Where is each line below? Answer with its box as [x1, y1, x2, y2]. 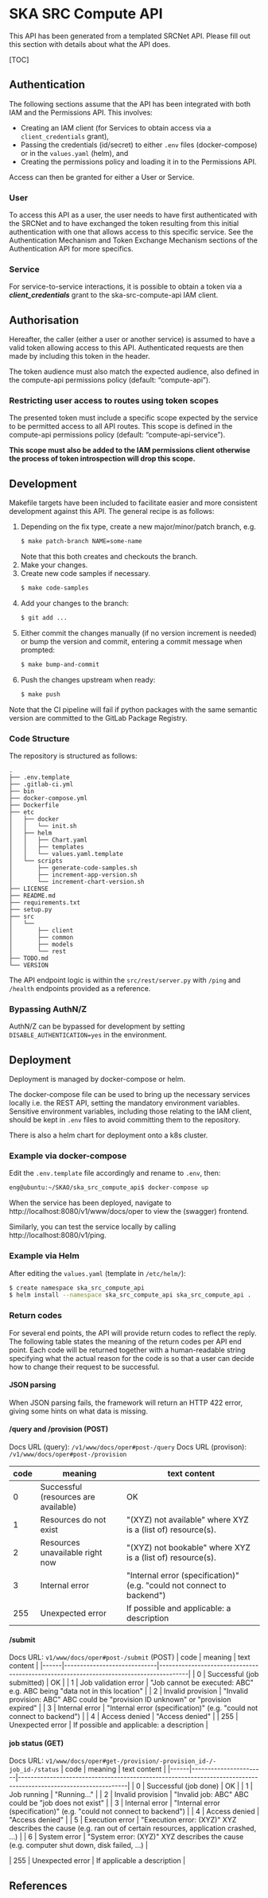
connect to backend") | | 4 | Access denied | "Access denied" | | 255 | [9, 1712, 239, 1721]
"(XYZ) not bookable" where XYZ [126, 1542, 251, 1553]
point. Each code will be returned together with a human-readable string [9, 1345, 246, 1355]
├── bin [9, 787, 35, 795]
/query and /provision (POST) [9, 1425, 109, 1434]
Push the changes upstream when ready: [20, 675, 156, 684]
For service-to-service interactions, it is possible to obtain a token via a [9, 282, 243, 291]
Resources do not [40, 1514, 107, 1525]
